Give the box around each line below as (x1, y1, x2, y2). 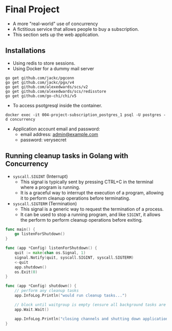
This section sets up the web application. (12, 31, 100, 37)
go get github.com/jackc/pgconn (5, 75, 74, 81)
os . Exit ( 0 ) (14, 269, 38, 275)
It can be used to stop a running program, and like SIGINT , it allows (20, 211, 161, 218)
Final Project (5, 4, 60, 15)
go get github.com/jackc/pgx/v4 (5, 80, 74, 85)
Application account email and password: (12, 126, 100, 132)
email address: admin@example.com (20, 131, 98, 137)
